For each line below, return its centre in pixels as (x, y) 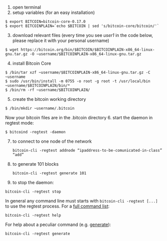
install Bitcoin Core (32, 63)
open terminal (27, 7)
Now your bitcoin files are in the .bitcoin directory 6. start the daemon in (79, 118)
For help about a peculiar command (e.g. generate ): (58, 225)
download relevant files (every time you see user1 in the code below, (83, 35)
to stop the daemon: (33, 182)
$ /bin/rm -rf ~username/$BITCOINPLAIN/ (48, 90)
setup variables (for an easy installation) (54, 12)
